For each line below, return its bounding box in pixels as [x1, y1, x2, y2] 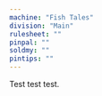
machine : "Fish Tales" [9, 12, 94, 22]
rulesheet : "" [9, 29, 63, 38]
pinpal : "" [9, 37, 50, 47]
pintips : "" [9, 54, 54, 63]
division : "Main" [9, 21, 74, 30]
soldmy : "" [9, 46, 50, 55]
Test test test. [9, 79, 60, 89]
